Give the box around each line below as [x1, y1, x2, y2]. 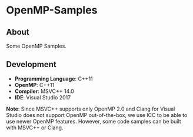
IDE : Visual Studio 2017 [14, 93, 71, 101]
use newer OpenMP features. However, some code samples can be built [6, 118, 181, 125]
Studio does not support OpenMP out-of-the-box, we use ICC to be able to [6, 111, 188, 118]
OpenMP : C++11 [14, 81, 55, 88]
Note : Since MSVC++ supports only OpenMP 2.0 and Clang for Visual [6, 105, 175, 112]
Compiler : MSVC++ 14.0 [14, 88, 75, 95]
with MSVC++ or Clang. [6, 124, 64, 131]
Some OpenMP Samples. [6, 42, 66, 49]
